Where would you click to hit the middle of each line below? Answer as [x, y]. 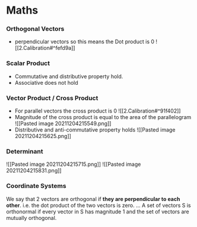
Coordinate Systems [36, 186]
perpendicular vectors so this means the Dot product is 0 [85, 41]
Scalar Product [28, 63]
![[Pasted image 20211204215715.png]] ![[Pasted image [74, 164]
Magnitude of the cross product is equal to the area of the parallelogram [103, 117]
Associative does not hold [46, 82]
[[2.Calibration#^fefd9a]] [45, 48]
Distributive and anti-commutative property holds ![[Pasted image [95, 130]
